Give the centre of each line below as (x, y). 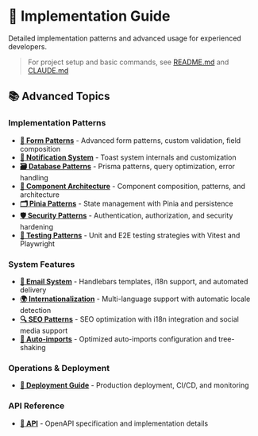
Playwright (37, 243)
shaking (33, 347)
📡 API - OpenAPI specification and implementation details (114, 423)
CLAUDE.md (48, 70)
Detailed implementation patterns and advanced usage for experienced (125, 38)
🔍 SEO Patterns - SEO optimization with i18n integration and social (129, 319)
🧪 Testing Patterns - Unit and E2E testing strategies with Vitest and (130, 235)
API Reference (37, 406)
